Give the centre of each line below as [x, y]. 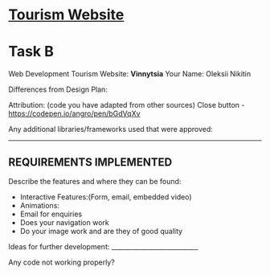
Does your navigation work [65, 222]
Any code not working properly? [61, 262]
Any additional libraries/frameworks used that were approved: [110, 129]
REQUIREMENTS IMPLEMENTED [90, 162]
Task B [31, 52]
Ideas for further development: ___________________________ [103, 246]
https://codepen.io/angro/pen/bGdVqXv [74, 113]
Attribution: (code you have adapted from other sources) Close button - [127, 105]
